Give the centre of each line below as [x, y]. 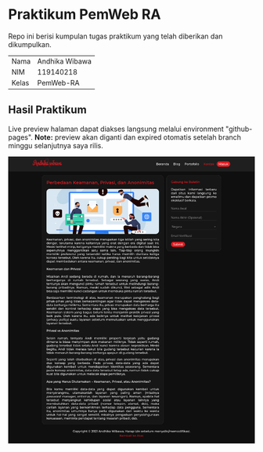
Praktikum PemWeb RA [85, 15]
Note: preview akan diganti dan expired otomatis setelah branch [138, 137]
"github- [239, 129]
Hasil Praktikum [48, 110]
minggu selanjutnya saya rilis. [56, 145]
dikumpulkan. [30, 44]
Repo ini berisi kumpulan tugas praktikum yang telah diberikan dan [115, 36]
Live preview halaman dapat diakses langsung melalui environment [116, 129]
